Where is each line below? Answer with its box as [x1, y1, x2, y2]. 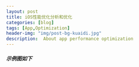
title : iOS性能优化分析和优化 [6, 14, 73, 20]
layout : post [6, 8, 38, 15]
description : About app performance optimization [6, 36, 134, 42]
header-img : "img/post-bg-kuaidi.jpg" [6, 31, 102, 36]
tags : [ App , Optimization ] [6, 25, 70, 31]
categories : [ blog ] [6, 19, 54, 25]
